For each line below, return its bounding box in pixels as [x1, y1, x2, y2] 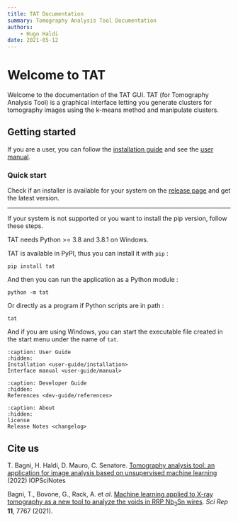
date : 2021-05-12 [7, 37, 59, 44]
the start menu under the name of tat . [7, 335, 119, 344]
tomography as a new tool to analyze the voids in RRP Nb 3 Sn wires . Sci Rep [7, 497, 228, 507]
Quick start [7, 170, 47, 180]
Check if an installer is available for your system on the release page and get [7, 186, 231, 195]
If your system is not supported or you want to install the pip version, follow [7, 214, 227, 223]
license [7, 417, 30, 424]
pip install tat [7, 263, 55, 270]
